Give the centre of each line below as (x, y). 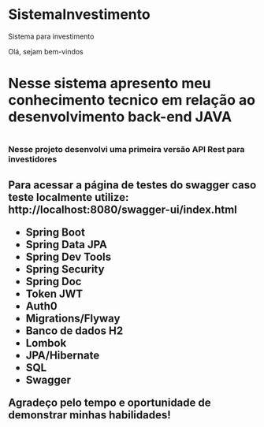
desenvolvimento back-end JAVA (120, 117)
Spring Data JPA (67, 245)
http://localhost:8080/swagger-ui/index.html (123, 209)
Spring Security (65, 269)
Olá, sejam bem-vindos (46, 51)
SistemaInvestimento (80, 15)
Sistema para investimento (51, 36)
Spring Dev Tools (69, 256)
